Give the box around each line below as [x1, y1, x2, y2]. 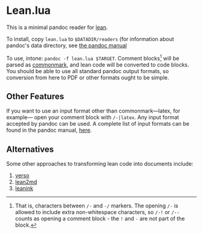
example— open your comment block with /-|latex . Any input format [6, 114, 179, 121]
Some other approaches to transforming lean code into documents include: [6, 160, 193, 167]
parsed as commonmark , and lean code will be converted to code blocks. [6, 61, 189, 68]
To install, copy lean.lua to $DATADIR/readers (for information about [6, 35, 174, 42]
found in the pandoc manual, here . [6, 126, 92, 134]
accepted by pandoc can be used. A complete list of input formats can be [6, 120, 190, 128]
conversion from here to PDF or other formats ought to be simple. [6, 74, 169, 81]
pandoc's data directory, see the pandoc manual [6, 42, 127, 49]
